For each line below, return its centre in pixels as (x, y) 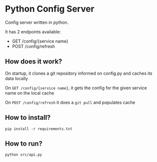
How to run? (24, 143)
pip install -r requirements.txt (39, 129)
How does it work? (34, 62)
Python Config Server (50, 9)
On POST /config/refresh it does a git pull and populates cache (70, 102)
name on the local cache (30, 93)
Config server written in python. (37, 22)
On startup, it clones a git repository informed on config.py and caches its (79, 73)
